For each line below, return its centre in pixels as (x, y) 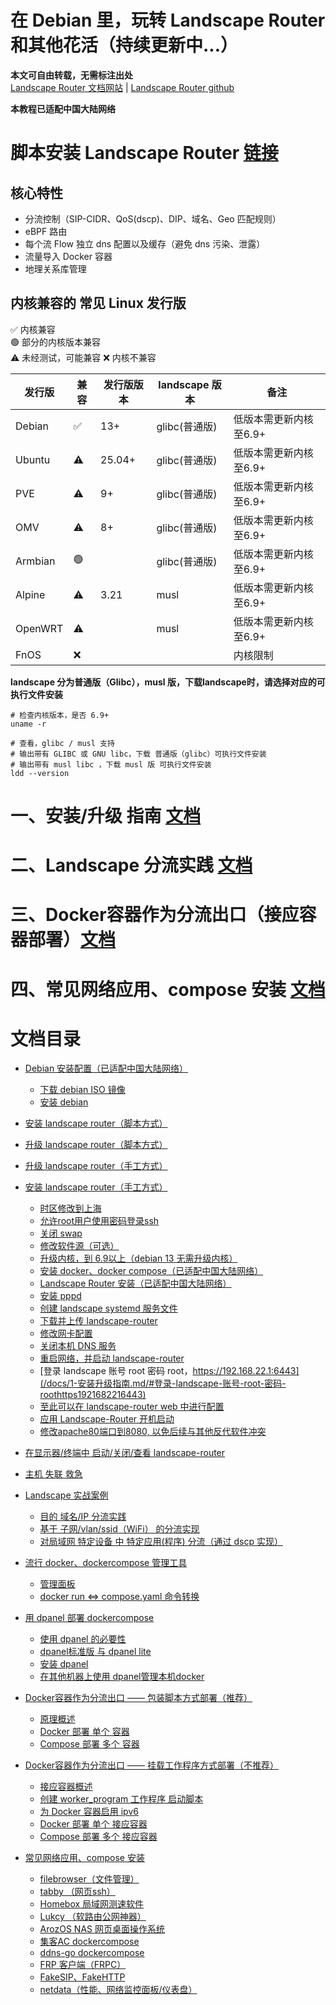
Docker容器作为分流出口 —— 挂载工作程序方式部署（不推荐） (151, 1765)
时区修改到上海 (70, 1208)
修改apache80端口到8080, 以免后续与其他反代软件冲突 (153, 1432)
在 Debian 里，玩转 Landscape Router (168, 20)
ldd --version (40, 773)
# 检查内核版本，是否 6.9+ (60, 715)
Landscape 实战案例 (66, 1495)
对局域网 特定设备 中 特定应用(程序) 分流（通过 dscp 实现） (161, 1542)
